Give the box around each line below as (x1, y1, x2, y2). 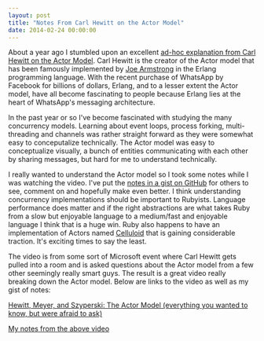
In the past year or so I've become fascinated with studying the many (8, 113, 233, 123)
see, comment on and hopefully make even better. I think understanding (8, 186, 241, 196)
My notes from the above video (8, 324, 110, 334)
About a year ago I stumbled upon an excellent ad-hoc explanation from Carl (8, 48, 256, 57)
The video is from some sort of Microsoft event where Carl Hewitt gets (8, 252, 237, 262)
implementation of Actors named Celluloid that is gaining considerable (8, 229, 236, 238)
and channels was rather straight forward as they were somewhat (40, 130, 254, 139)
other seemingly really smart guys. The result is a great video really (8, 269, 226, 278)
